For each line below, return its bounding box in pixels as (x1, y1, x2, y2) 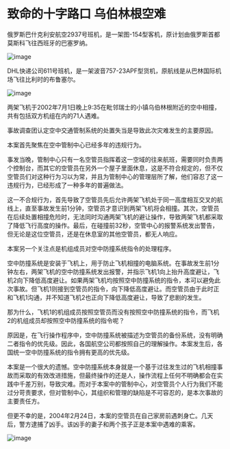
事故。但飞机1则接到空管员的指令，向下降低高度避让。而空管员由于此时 (12, 284, 214, 293)
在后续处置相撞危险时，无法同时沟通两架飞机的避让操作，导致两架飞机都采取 (7, 213, 223, 221)
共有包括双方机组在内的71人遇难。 (7, 111, 103, 120)
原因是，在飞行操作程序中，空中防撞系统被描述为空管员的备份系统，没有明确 (7, 330, 223, 339)
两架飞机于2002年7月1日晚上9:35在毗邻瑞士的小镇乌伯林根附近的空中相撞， (7, 103, 221, 111)
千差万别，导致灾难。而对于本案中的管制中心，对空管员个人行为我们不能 (18, 380, 223, 388)
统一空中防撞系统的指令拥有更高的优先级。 (12, 348, 133, 356)
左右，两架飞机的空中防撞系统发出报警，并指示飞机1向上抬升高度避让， (12, 267, 214, 276)
